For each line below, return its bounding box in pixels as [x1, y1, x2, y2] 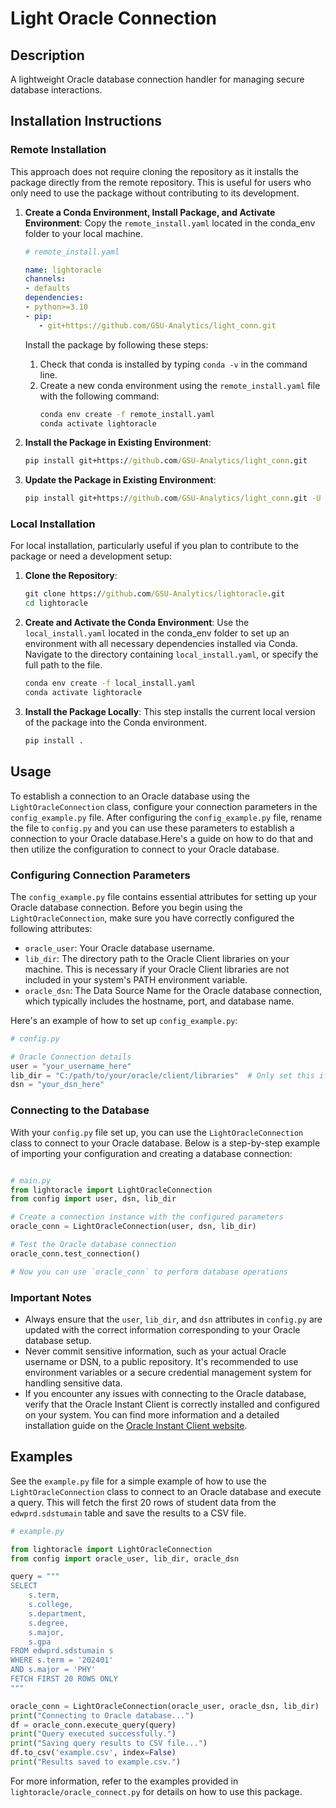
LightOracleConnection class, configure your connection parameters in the [10, 800, 318, 812]
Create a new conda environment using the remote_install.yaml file [39, 379, 321, 391]
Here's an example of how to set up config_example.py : [10, 1014, 238, 1026]
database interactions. [10, 84, 103, 96]
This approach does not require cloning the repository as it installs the [10, 165, 299, 177]
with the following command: [39, 390, 160, 402]
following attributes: [10, 922, 93, 934]
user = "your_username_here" [10, 1061, 132, 1071]
